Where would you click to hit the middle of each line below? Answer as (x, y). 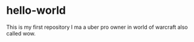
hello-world (36, 10)
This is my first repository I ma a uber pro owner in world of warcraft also (97, 27)
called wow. (21, 33)
